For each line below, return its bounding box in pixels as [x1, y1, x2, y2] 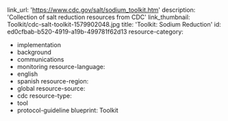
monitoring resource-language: [16, 63, 105, 70]
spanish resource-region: [16, 77, 89, 85]
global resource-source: [16, 85, 86, 92]
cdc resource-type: [16, 92, 72, 100]
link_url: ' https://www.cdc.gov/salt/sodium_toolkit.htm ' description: [7, 6, 196, 14]
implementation [16, 41, 62, 49]
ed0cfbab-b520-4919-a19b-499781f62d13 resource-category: [7, 27, 183, 36]
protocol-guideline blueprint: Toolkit [16, 106, 118, 114]
